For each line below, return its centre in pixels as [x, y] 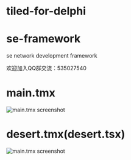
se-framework [44, 39]
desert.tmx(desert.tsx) [66, 134]
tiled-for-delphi [46, 11]
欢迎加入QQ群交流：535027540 [47, 68]
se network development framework [52, 56]
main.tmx [31, 93]
